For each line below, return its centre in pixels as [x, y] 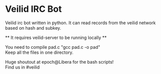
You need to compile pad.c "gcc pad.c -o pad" [53, 47]
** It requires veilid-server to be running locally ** [56, 37]
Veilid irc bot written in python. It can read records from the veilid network [80, 23]
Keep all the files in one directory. [39, 52]
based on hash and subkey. [33, 28]
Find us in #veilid [23, 67]
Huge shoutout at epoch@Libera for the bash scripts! [59, 62]
